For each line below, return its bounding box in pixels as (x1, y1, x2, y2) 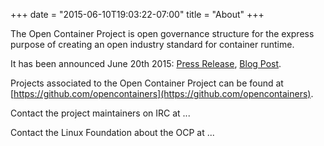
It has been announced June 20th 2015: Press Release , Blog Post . (10, 58, 282, 69)
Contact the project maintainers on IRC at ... (10, 107, 191, 119)
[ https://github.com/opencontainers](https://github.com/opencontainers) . (10, 88, 314, 99)
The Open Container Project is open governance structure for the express (10, 28, 315, 39)
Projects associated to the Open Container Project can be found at (10, 77, 284, 89)
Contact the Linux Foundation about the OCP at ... (10, 127, 215, 138)
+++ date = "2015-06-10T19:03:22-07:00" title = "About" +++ (10, 9, 265, 20)
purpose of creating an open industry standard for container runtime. (10, 39, 295, 50)
